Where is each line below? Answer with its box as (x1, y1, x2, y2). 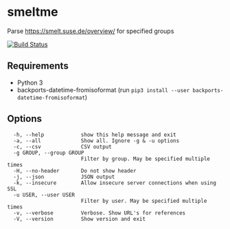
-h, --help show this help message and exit (13, 131, 176, 138)
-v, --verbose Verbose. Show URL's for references (13, 209, 186, 217)
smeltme (7, 4, 58, 20)
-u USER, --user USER (13, 191, 76, 198)
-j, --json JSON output (13, 173, 115, 180)
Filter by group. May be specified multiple (80, 155, 211, 162)
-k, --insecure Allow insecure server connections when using (13, 179, 216, 186)
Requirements (7, 60, 69, 72)
